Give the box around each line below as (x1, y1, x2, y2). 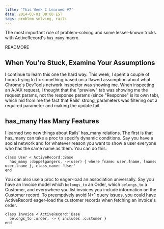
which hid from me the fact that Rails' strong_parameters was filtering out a (5, 97, 158, 103)
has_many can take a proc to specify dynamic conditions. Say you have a (5, 135, 154, 141)
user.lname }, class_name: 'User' (5, 163, 76, 168)
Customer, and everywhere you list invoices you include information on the (5, 187, 157, 192)
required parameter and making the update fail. (5, 103, 101, 109)
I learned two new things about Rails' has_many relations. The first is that (5, 130, 153, 136)
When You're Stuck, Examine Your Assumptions (5, 58, 156, 67)
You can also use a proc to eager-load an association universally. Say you (5, 177, 154, 182)
